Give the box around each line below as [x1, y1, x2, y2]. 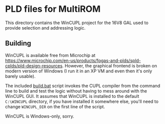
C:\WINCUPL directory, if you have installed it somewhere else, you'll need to [5, 98, 159, 104]
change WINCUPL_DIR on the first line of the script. [5, 103, 106, 109]
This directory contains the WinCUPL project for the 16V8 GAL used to [5, 20, 149, 26]
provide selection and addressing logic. [5, 25, 86, 31]
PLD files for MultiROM [5, 3, 101, 15]
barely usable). [5, 73, 36, 79]
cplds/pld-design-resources [5, 62, 63, 68]
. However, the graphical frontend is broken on [62, 62, 157, 68]
